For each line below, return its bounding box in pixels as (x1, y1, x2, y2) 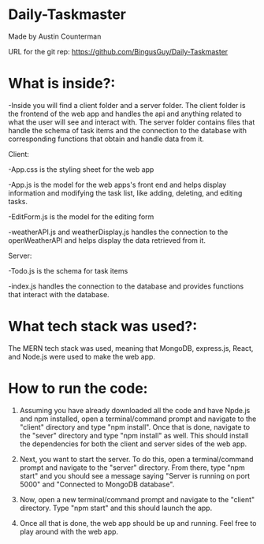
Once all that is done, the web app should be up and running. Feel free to (19, 518, 257, 527)
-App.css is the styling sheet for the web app (8, 164, 154, 174)
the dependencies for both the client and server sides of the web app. (19, 439, 247, 449)
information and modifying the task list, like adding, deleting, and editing (8, 188, 243, 198)
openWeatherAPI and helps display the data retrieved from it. (8, 235, 206, 245)
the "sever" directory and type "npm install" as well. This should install (19, 430, 249, 440)
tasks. (8, 196, 28, 206)
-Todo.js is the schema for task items (8, 266, 128, 275)
